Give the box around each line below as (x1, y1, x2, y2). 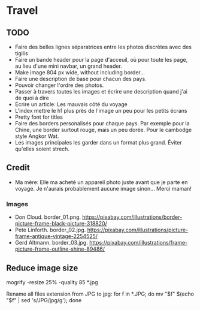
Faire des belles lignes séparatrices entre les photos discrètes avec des (14, 43, 192, 50)
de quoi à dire (14, 94, 50, 101)
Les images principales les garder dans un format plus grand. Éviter (14, 139, 183, 146)
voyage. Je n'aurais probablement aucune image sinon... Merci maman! (14, 185, 192, 192)
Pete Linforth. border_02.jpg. (14, 226, 86, 234)
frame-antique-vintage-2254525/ (14, 233, 98, 240)
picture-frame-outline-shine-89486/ (14, 245, 105, 252)
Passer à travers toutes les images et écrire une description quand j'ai (14, 88, 187, 95)
